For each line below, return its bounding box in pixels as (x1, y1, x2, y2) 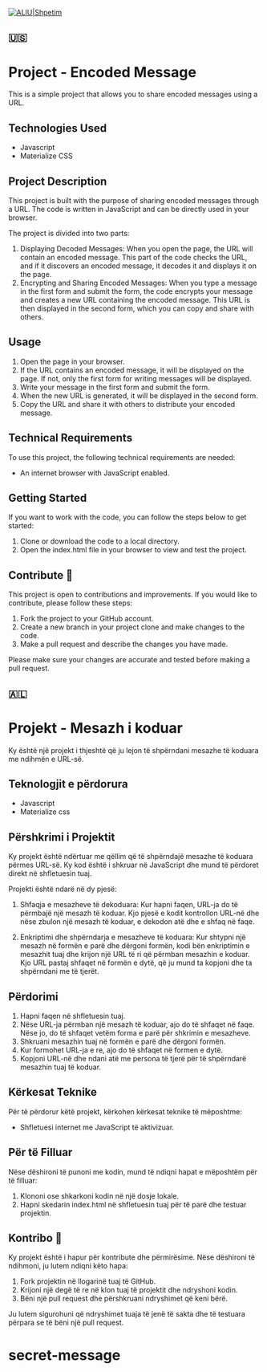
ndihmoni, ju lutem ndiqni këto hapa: (8, 1261, 128, 1271)
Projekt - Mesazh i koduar (8, 719, 183, 737)
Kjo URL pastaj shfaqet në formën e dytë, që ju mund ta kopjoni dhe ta (19, 958, 253, 967)
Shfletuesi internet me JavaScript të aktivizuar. (19, 1122, 175, 1132)
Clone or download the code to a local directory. (19, 536, 180, 546)
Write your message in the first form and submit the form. (19, 382, 210, 392)
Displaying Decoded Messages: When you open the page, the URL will (19, 243, 253, 253)
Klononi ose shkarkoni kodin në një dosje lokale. (19, 1191, 180, 1200)
